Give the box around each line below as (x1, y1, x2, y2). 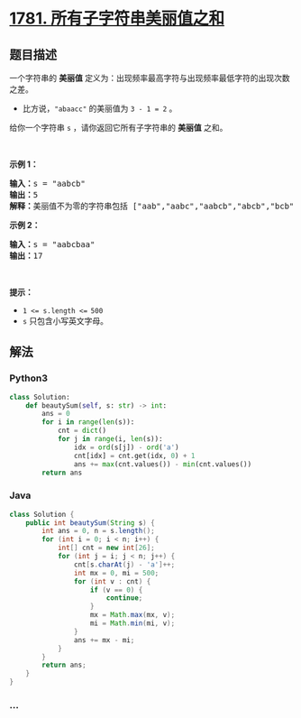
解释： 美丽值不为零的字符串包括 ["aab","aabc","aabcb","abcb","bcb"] (9, 201, 299, 211)
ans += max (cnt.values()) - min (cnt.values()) (73, 459, 252, 469)
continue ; (105, 594, 143, 603)
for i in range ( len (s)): (41, 418, 135, 427)
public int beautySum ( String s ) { (25, 518, 155, 528)
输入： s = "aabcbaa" (9, 240, 96, 249)
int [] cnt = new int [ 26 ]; (57, 543, 155, 553)
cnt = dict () (57, 426, 106, 436)
